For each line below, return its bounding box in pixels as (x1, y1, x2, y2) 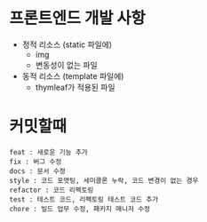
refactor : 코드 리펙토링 (9, 186, 94, 194)
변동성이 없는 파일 (35, 59, 98, 70)
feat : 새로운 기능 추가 (9, 147, 89, 156)
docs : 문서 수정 (9, 166, 67, 176)
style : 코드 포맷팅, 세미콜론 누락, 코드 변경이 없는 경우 (9, 176, 199, 185)
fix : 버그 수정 (9, 157, 62, 166)
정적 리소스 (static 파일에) (21, 39, 113, 50)
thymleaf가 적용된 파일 (35, 82, 115, 92)
